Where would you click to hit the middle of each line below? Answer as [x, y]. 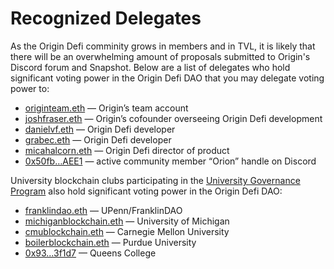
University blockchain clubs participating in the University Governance [155, 180]
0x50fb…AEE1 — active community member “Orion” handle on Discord [170, 161]
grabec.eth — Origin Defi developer [98, 139]
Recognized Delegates [106, 18]
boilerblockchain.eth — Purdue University [110, 242]
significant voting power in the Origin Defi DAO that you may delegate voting [167, 78]
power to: [30, 88]
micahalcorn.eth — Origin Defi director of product [127, 150]
